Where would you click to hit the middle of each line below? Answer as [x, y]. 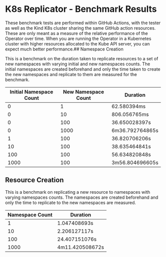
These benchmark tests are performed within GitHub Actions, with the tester [83, 23]
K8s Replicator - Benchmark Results [81, 9]
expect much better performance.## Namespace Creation [64, 49]
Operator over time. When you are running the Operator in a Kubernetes [78, 39]
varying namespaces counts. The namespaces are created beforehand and [82, 197]
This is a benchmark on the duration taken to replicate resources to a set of [82, 58]
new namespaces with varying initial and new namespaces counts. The [78, 64]
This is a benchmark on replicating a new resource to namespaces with [78, 192]
